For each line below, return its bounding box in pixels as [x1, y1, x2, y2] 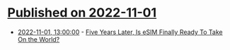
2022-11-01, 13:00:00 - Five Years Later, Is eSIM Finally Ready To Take [17, 28, 223, 36]
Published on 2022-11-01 [7, 5, 157, 21]
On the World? [17, 35, 60, 43]
